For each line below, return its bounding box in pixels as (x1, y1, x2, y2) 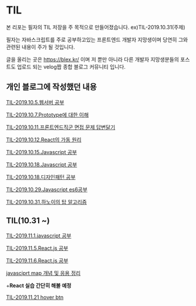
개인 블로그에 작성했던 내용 (6, 82, 97, 92)
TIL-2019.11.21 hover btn (6, 294, 64, 301)
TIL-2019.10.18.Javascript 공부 (6, 161, 77, 168)
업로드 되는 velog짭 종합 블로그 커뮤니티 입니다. (16, 63, 126, 70)
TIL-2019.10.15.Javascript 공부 (6, 148, 77, 155)
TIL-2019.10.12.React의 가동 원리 (6, 136, 82, 143)
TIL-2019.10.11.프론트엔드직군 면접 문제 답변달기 (6, 124, 116, 131)
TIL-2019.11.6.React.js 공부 (6, 257, 69, 264)
